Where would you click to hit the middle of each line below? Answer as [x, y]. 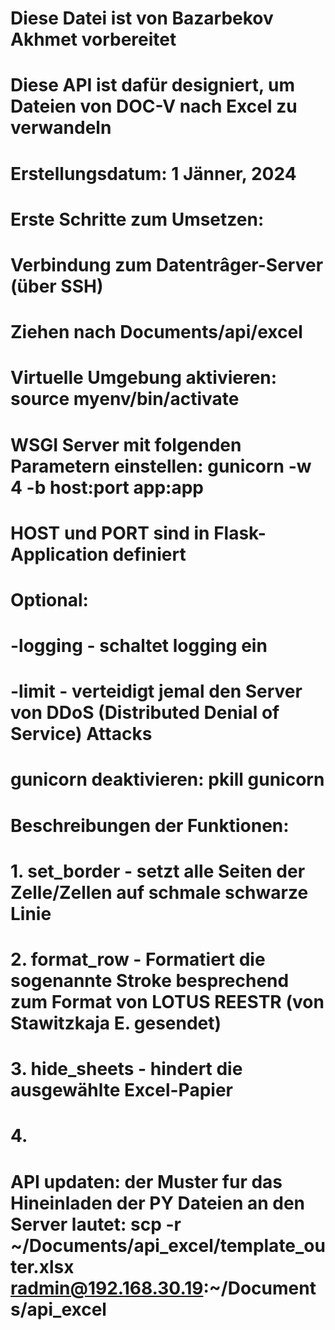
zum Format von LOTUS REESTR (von [167, 1002]
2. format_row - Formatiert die [138, 959]
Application [59, 554]
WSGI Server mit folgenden [126, 444]
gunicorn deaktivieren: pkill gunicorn [167, 779]
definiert [149, 554]
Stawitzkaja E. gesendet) [116, 1023]
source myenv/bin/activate [125, 399]
